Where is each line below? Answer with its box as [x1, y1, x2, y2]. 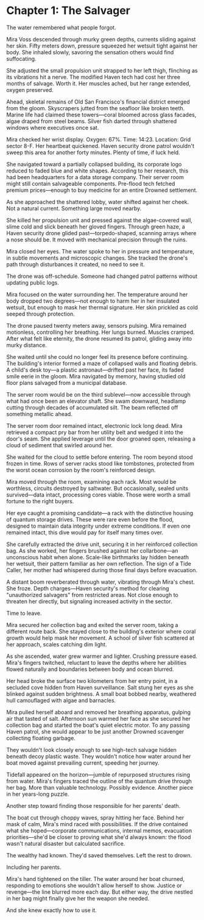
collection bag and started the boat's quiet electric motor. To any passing [6, 721, 190, 729]
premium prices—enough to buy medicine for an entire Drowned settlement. [6, 186, 198, 194]
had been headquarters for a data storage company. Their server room [6, 173, 184, 180]
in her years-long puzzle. [6, 790, 69, 798]
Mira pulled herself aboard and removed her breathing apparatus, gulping [6, 708, 191, 716]
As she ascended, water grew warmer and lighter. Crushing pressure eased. [6, 653, 198, 660]
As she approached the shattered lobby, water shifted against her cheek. [6, 198, 189, 205]
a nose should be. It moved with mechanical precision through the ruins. [6, 236, 188, 243]
